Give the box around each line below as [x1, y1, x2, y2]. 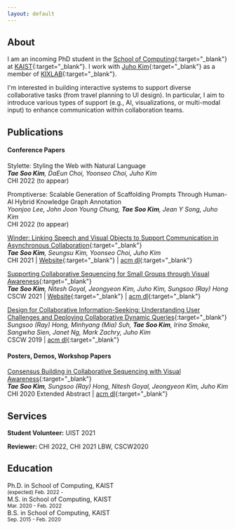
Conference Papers [7, 146, 65, 155]
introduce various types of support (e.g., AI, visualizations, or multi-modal [7, 98, 221, 107]
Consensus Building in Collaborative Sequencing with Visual [7, 367, 181, 376]
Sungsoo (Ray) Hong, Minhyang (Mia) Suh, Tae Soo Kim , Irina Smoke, [7, 321, 210, 329]
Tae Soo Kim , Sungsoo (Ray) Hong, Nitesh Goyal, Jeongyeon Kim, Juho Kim [7, 382, 229, 391]
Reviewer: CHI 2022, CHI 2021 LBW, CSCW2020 [7, 442, 149, 451]
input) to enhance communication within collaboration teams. [7, 106, 184, 115]
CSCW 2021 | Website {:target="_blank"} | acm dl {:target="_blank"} [7, 292, 201, 301]
